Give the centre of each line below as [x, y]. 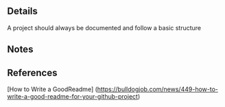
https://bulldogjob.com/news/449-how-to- [157, 89]
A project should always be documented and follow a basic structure [104, 27]
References [32, 72]
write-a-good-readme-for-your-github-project [73, 97]
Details [22, 11]
